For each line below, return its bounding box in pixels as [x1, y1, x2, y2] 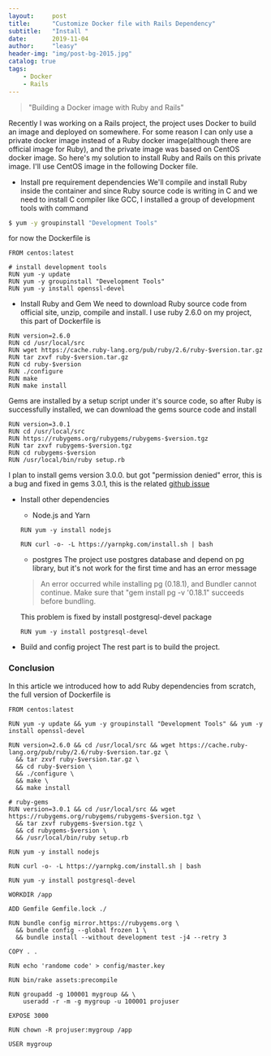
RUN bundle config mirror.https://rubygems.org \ [8, 919, 180, 927]
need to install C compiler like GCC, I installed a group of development [19, 194, 256, 204]
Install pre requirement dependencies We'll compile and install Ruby [19, 177, 247, 187]
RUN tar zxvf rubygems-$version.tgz [8, 442, 132, 450]
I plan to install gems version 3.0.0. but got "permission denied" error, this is [8, 470, 262, 480]
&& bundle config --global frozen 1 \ [15, 926, 148, 934]
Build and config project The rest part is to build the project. [19, 642, 221, 652]
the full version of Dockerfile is [8, 689, 111, 700]
